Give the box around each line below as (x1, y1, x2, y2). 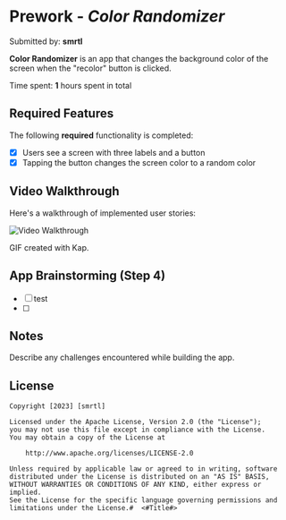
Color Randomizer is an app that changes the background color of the (9, 53, 269, 64)
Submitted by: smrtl (9, 36, 83, 47)
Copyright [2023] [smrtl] (9, 402, 105, 411)
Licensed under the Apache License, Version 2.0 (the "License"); (9, 418, 262, 427)
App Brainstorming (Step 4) (9, 269, 166, 284)
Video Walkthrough (9, 183, 120, 199)
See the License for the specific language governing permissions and (9, 496, 278, 505)
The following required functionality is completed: (9, 130, 194, 141)
